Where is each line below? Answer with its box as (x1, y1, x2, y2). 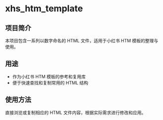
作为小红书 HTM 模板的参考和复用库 (12, 73, 86, 79)
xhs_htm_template (5, 3, 83, 14)
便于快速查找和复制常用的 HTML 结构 (12, 80, 88, 86)
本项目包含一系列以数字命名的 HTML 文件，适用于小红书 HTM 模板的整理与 (5, 38, 159, 43)
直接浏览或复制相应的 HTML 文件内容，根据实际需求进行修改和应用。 (5, 109, 146, 116)
